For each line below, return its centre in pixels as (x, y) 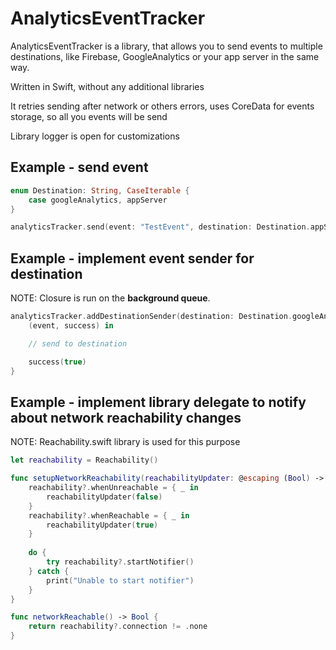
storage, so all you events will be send (89, 116)
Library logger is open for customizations (95, 136)
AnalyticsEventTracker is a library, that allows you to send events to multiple (166, 46)
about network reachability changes (126, 417)
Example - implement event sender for (132, 258)
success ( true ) (57, 362)
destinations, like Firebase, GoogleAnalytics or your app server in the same (165, 56)
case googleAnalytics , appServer (98, 200)
